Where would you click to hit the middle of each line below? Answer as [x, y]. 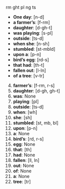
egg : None [24, 144]
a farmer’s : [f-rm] [31, 22]
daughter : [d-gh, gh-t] [36, 91]
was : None [24, 96]
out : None [23, 166]
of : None [22, 171]
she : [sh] [22, 117]
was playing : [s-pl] [33, 33]
